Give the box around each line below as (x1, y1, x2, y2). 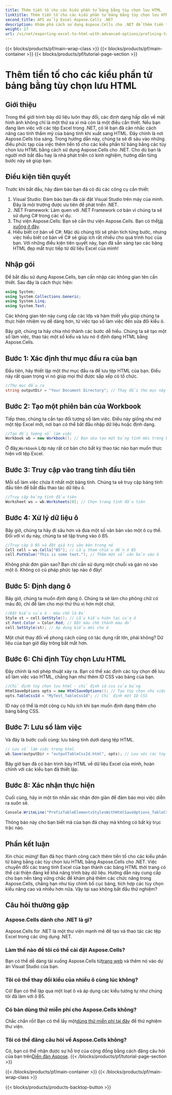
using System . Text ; (5, 304, 47, 309)
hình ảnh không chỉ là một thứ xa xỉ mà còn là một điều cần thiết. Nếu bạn (5, 119, 161, 125)
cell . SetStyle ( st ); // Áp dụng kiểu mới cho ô (5, 625, 109, 630)
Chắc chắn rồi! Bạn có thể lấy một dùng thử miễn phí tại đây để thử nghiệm (5, 1018, 162, 1024)
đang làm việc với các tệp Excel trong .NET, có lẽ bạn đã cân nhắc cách (5, 125, 157, 131)
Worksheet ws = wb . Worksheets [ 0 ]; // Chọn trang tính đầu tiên (5, 499, 145, 504)
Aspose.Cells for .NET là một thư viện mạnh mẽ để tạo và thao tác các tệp (5, 928, 161, 934)
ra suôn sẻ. (5, 800, 29, 806)
